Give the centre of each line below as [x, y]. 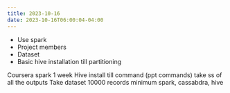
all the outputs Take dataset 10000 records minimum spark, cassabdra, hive [115, 82]
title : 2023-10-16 [34, 13]
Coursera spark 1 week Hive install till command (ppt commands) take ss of [115, 75]
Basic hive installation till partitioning [69, 61]
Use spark [32, 39]
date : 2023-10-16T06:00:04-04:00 [55, 20]
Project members [42, 47]
